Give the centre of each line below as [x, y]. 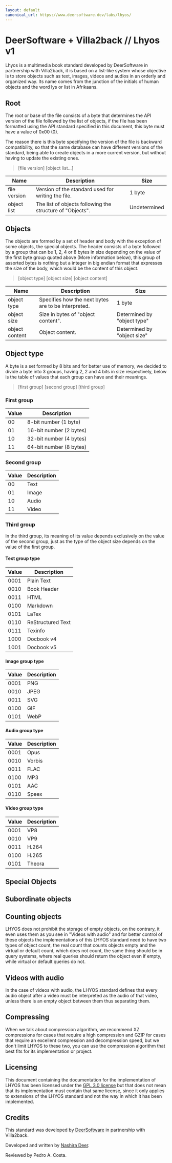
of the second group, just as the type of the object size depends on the [80, 541]
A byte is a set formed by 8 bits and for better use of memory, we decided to [86, 366]
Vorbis [35, 761]
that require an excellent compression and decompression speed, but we [82, 1040]
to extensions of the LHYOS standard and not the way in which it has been [84, 1096]
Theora [36, 864]
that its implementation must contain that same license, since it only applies [85, 1091]
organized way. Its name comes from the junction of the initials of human [82, 82]
